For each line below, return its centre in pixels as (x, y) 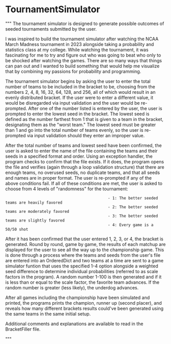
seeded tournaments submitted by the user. (51, 29)
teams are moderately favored (37, 211)
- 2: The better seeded (133, 207)
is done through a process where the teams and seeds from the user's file (83, 255)
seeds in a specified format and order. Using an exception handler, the (79, 156)
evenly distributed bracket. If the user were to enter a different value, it (79, 97)
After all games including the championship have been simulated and (78, 298)
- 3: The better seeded (133, 216)
